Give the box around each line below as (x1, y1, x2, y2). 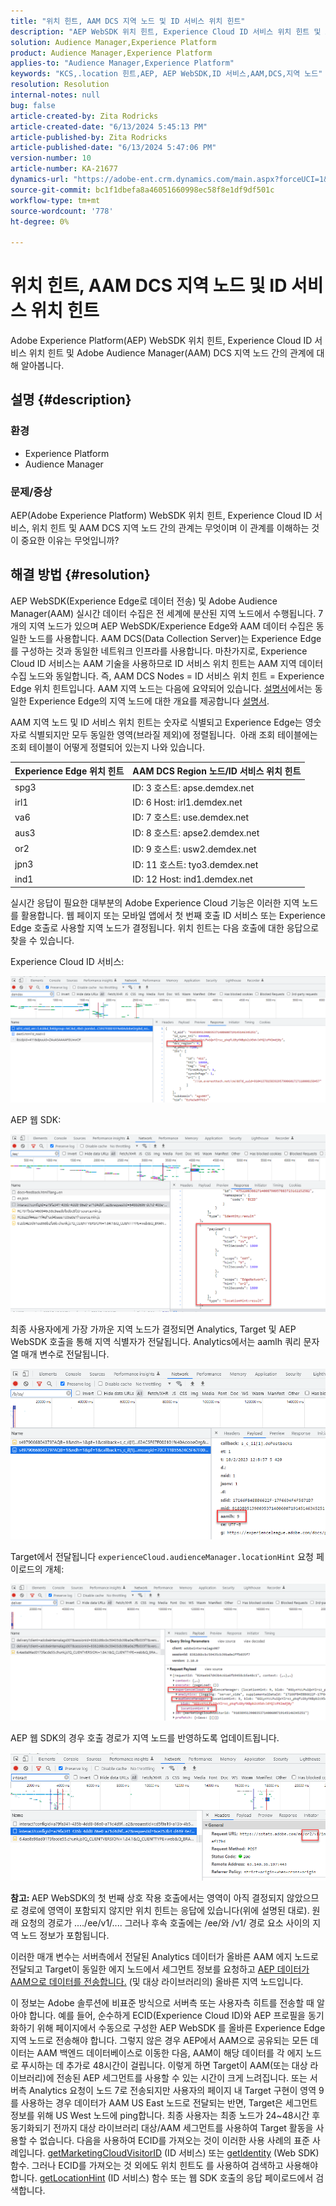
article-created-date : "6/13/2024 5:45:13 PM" (10, 121, 208, 132)
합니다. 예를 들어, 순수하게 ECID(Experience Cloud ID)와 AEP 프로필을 (28, 2010, 306, 2022)
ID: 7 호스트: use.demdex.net (132, 811, 250, 824)
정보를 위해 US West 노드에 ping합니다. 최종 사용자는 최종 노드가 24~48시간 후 (10, 2110, 321, 2122)
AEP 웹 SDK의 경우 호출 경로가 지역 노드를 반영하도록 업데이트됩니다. (10, 1732, 280, 1744)
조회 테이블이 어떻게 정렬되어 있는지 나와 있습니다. (10, 741, 206, 753)
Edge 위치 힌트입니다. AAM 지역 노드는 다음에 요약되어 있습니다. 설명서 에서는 (10, 682, 313, 694)
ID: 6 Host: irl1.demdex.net (132, 796, 243, 808)
